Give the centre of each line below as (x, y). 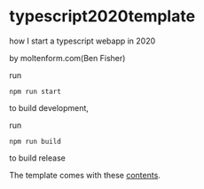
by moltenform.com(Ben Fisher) (67, 58)
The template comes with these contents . (85, 175)
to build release (38, 158)
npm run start (35, 91)
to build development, (49, 107)
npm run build (35, 141)
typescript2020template (102, 16)
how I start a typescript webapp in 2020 (82, 41)
